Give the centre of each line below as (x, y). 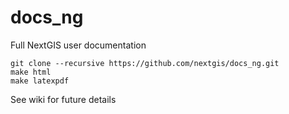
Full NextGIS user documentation (78, 45)
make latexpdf (40, 81)
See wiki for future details (63, 99)
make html (31, 72)
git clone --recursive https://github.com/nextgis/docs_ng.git (145, 63)
